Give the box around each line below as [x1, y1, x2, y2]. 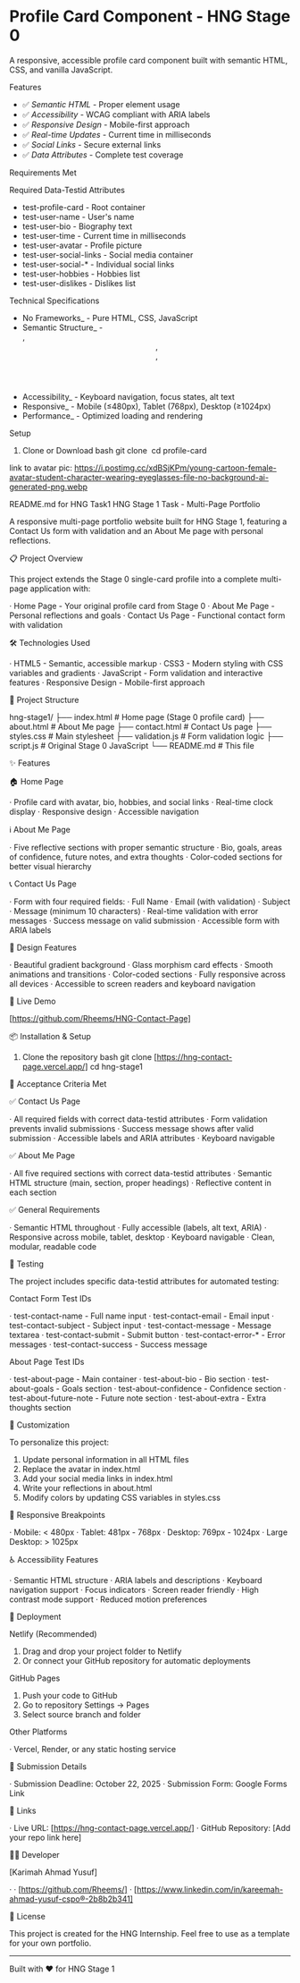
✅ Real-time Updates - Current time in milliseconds [21, 129, 212, 140]
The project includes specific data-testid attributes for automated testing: [9, 1275, 279, 1286]
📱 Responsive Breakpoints [9, 1509, 105, 1520]
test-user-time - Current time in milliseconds [21, 230, 187, 241]
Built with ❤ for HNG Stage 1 [9, 1963, 115, 1974]
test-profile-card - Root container [21, 201, 146, 212]
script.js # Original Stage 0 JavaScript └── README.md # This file [9, 740, 254, 750]
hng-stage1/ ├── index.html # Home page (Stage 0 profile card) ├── [9, 711, 265, 722]
